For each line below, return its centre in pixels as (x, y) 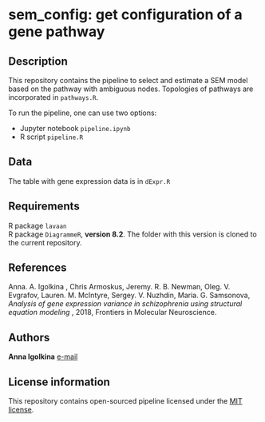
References (38, 268)
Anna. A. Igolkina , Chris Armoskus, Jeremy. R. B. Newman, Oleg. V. (119, 287)
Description (38, 61)
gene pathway (57, 32)
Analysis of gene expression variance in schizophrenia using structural (125, 304)
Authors (29, 337)
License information (59, 382)
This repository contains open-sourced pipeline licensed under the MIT (125, 401)
